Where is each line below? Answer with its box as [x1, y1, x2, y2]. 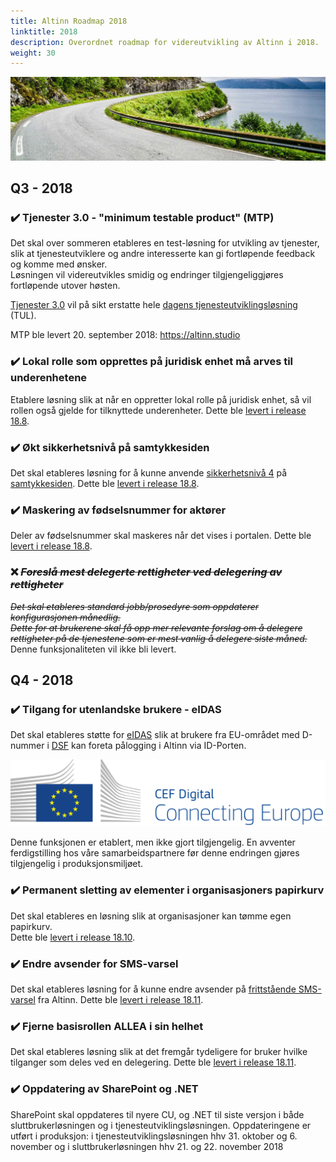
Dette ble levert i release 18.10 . [10, 931, 136, 943]
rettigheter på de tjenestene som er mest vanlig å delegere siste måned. [10, 632, 308, 644]
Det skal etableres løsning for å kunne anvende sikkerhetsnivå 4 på [10, 466, 287, 479]
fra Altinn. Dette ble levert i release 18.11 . [37, 994, 204, 1006]
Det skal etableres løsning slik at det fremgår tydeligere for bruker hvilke [10, 1046, 308, 1058]
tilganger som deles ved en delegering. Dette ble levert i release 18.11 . [10, 1056, 297, 1069]
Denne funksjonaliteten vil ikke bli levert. [10, 643, 177, 655]
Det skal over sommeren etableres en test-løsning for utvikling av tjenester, [10, 237, 320, 249]
